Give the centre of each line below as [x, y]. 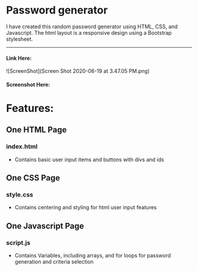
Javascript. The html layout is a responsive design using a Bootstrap [89, 32]
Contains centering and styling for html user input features [86, 208]
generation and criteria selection [54, 262]
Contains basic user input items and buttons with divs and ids [89, 159]
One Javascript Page [45, 226]
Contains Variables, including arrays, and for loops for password [93, 255]
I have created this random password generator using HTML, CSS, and [92, 26]
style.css [20, 195]
